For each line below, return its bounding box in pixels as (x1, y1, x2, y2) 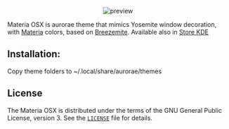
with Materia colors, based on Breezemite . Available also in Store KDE (7, 28, 209, 36)
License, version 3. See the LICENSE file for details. (7, 113, 153, 122)
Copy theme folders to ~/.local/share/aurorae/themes (7, 67, 162, 75)
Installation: (7, 48, 61, 60)
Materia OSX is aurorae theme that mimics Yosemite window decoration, (7, 20, 217, 28)
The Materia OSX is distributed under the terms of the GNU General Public (7, 106, 223, 114)
